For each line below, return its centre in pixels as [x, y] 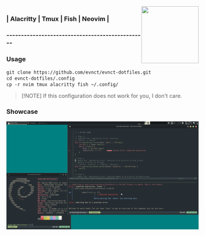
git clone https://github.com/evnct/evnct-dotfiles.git [79, 72]
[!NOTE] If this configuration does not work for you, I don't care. [102, 96]
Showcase [22, 112]
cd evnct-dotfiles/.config [41, 78]
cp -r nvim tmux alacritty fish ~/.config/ [63, 85]
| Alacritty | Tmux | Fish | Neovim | [58, 19]
